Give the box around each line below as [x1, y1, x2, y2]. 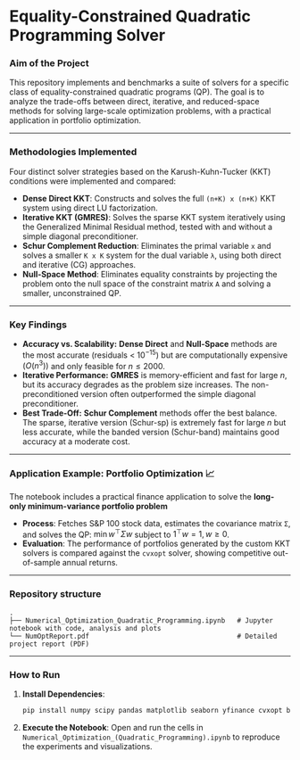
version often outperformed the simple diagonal [79, 389, 256, 400]
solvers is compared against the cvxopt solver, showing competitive [21, 548, 271, 558]
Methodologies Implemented [9, 145, 137, 158]
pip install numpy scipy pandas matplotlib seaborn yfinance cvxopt [21, 706, 283, 715]
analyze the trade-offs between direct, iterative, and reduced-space [9, 96, 260, 107]
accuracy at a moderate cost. [21, 436, 131, 447]
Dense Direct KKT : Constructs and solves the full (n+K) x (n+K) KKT [21, 193, 277, 203]
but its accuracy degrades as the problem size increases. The [21, 379, 250, 390]
